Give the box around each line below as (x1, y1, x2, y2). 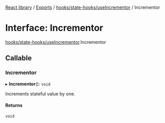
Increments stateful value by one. (5, 90, 75, 96)
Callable (5, 54, 32, 63)
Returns (5, 102, 23, 109)
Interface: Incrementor (5, 22, 103, 34)
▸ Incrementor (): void (5, 81, 51, 87)
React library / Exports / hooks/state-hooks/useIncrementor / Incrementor (5, 5, 160, 10)
